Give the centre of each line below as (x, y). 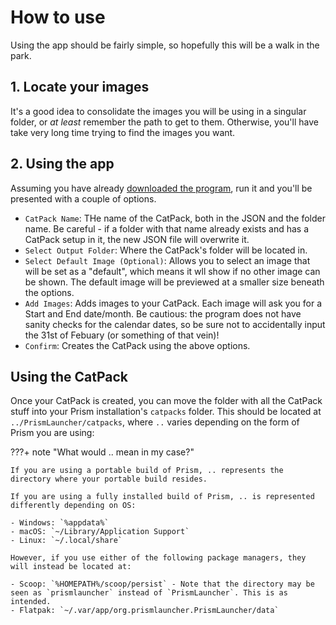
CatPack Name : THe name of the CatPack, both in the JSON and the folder (175, 218)
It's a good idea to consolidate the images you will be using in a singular (158, 111)
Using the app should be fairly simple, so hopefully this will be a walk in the (165, 45)
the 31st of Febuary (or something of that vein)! (122, 335)
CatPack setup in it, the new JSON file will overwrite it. (137, 239)
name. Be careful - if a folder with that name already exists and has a (167, 228)
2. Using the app (62, 164)
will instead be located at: (71, 567)
